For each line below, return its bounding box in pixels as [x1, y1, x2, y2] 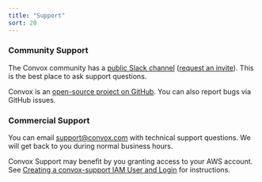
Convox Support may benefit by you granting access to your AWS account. [8, 157, 253, 166]
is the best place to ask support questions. [8, 71, 147, 81]
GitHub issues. [8, 95, 56, 104]
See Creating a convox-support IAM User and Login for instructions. [8, 165, 231, 175]
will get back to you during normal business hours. [8, 142, 173, 151]
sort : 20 [8, 19, 37, 27]
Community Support [8, 45, 89, 56]
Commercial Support [8, 115, 90, 126]
